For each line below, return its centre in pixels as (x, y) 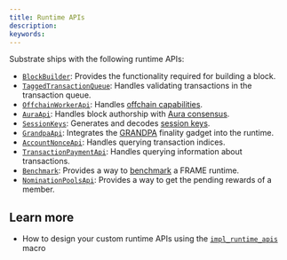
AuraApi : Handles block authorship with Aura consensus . (126, 114)
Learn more (42, 217)
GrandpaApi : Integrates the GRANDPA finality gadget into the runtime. (147, 133)
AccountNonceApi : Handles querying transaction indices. (124, 142)
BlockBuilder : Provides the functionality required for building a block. (149, 76)
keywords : (28, 34)
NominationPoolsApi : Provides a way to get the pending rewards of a (147, 180)
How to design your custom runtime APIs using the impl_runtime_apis (150, 239)
